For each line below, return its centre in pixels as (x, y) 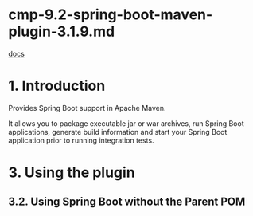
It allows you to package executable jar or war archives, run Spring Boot (126, 123)
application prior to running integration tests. (81, 140)
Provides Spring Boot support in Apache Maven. (87, 108)
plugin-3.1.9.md (62, 31)
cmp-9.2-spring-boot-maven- (111, 15)
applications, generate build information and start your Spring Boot (118, 132)
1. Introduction (57, 86)
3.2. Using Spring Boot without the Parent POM (127, 202)
